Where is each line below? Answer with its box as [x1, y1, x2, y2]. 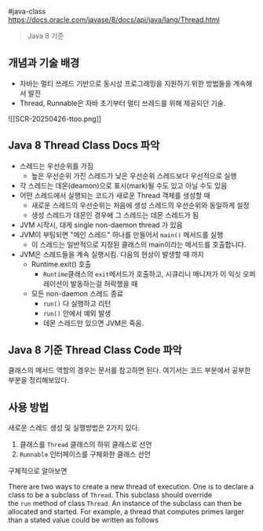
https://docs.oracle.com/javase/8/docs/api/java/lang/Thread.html [8, 15, 220, 24]
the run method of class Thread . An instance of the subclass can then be [8, 499, 242, 508]
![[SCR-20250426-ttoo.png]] [8, 114, 102, 123]
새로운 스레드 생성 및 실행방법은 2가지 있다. [8, 423, 141, 433]
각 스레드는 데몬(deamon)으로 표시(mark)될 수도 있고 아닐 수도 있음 [19, 181, 228, 190]
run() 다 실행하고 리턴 [42, 298, 111, 308]
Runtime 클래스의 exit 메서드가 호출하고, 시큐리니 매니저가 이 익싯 [42, 269, 242, 278]
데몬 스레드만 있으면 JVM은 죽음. [42, 318, 144, 328]
